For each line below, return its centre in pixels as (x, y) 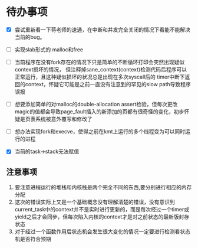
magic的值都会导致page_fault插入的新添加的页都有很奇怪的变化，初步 (99, 112)
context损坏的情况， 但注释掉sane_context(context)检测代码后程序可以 (101, 70)
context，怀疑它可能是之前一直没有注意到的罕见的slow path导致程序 (108, 84)
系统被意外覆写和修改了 (64, 119)
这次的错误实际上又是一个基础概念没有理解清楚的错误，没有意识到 (95, 202)
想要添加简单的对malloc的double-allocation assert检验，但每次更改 (96, 105)
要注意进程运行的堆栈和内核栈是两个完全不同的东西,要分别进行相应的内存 (103, 187)
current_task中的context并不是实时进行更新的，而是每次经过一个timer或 (102, 210)
